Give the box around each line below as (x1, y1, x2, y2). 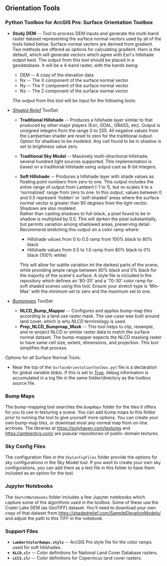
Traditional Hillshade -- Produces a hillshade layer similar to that (19, 117, 153, 123)
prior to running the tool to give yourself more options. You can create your (5, 414, 159, 420)
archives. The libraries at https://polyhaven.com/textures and (5, 425, 131, 431)
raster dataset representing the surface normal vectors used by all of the (12, 35, 162, 41)
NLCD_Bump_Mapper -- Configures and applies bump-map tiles (19, 307, 153, 314)
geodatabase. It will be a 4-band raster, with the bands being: (12, 62, 139, 68)
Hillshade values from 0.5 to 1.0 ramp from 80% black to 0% (27, 247, 151, 253)
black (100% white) (27, 252, 67, 258)
